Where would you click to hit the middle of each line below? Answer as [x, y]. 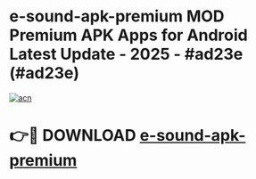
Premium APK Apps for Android [128, 35]
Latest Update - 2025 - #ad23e [126, 54]
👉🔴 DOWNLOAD [73, 136]
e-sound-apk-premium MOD [117, 16]
